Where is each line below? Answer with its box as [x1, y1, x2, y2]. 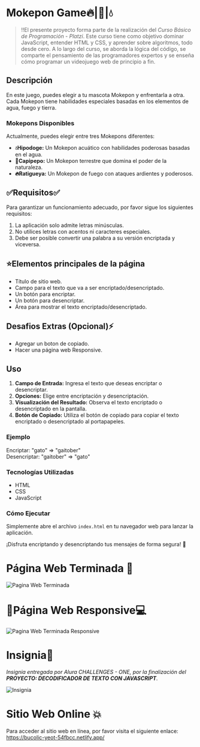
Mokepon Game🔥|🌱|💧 [6, 6, 113, 20]
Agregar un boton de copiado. [14, 340, 90, 347]
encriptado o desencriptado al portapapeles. [14, 418, 126, 425]
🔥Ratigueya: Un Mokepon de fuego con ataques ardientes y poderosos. [14, 170, 193, 177]
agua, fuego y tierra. [6, 104, 57, 111]
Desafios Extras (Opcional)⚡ [6, 321, 114, 332]
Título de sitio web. [14, 277, 62, 285]
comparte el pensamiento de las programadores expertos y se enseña [20, 52, 195, 59]
